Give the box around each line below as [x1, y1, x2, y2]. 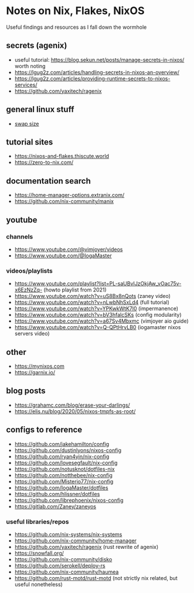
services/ [14, 81, 38, 88]
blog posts [6, 386, 46, 396]
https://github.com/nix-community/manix [14, 198, 114, 205]
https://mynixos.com [14, 363, 64, 370]
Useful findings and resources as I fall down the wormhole [6, 24, 147, 31]
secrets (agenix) [6, 41, 67, 51]
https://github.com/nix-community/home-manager [14, 537, 137, 544]
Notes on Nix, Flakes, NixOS [6, 4, 145, 18]
